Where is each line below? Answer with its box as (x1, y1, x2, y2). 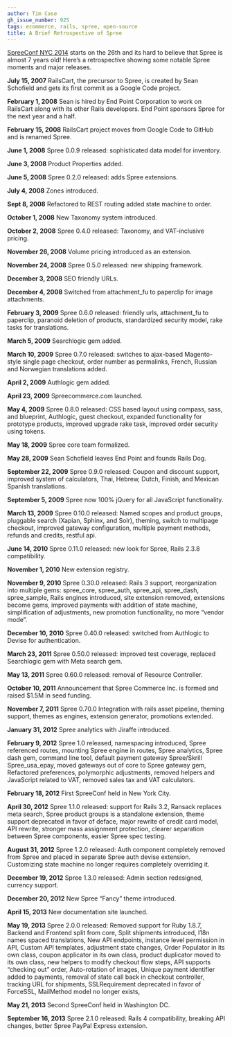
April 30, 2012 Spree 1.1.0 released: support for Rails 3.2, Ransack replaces (7, 803, 222, 811)
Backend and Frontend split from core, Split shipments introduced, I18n (7, 929, 210, 937)
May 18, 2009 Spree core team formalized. (7, 441, 130, 449)
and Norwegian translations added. (7, 365, 107, 373)
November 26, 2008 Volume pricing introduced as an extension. (7, 247, 192, 256)
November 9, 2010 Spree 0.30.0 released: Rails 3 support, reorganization (7, 579, 217, 587)
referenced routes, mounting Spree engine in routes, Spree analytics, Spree (7, 746, 223, 755)
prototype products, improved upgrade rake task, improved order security (7, 420, 218, 428)
